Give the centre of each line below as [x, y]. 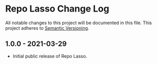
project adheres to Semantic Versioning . [47, 28]
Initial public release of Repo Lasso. [50, 56]
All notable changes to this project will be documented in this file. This [79, 23]
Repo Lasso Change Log [57, 9]
